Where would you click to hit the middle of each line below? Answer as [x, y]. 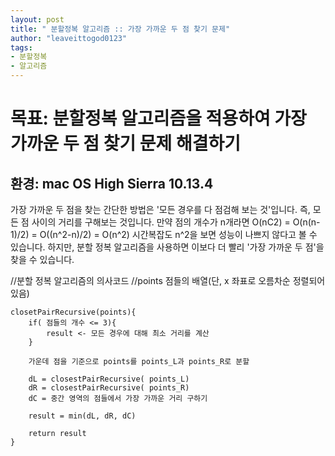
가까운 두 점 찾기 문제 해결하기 [126, 143]
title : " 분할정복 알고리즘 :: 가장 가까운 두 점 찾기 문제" [120, 29]
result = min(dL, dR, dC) [82, 416]
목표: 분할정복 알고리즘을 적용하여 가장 [158, 118]
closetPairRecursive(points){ [73, 312]
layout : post [37, 19]
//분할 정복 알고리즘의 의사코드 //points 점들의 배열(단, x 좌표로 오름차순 [150, 280]
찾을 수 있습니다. [42, 259]
